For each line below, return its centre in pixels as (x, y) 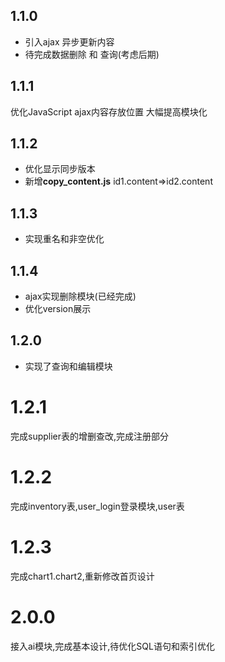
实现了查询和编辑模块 (68, 366)
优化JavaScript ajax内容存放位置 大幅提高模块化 (109, 111)
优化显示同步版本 (60, 169)
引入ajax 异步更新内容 (69, 41)
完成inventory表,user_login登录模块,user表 (97, 506)
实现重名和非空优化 (64, 239)
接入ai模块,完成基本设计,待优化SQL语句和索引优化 (112, 646)
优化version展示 (58, 309)
